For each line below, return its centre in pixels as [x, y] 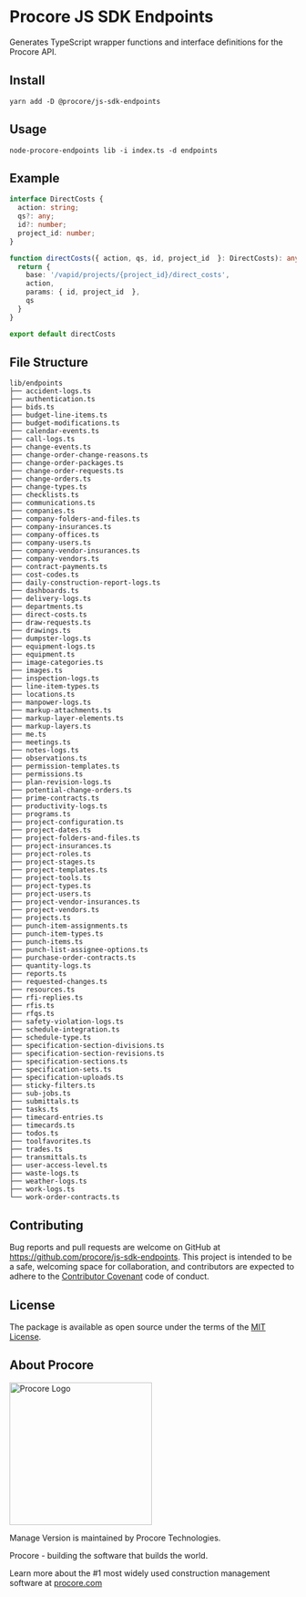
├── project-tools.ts [51, 878]
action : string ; [48, 208]
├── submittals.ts [44, 1102]
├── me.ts [28, 735]
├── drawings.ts [40, 631]
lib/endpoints [36, 384]
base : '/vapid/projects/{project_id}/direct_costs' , [128, 275]
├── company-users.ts [51, 543]
